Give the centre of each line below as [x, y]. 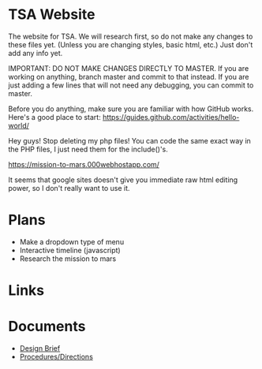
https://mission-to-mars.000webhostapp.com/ [84, 164]
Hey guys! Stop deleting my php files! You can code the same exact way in [129, 140]
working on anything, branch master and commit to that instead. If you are [129, 76]
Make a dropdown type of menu [72, 241]
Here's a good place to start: [54, 117]
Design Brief [40, 348]
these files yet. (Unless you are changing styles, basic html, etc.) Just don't [131, 44]
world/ [19, 125]
